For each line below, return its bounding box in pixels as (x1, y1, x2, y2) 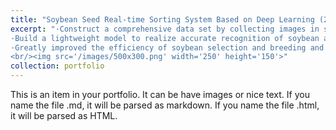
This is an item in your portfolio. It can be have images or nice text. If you (10, 89, 310, 100)
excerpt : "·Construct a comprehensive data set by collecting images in (10, 24, 320, 34)
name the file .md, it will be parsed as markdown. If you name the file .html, (10, 99, 320, 111)
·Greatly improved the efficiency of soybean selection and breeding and (10, 42, 325, 53)
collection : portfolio (10, 61, 105, 71)
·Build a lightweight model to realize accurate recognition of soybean (10, 33, 320, 43)
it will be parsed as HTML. (10, 110, 118, 121)
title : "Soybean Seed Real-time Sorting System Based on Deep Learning (10, 14, 315, 25)
